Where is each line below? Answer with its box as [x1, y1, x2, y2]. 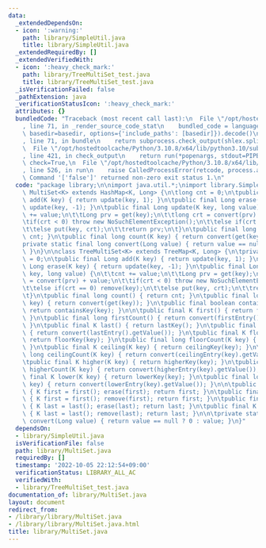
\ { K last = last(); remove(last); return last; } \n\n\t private [22, 410, 243, 418]
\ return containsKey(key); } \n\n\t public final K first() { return [22, 306, 253, 314]
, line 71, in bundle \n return [22, 136, 136, 145]
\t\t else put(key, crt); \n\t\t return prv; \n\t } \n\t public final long [22, 225, 257, 234]
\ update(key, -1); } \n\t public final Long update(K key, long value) [22, 203, 260, 211]
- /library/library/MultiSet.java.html [8, 520, 140, 528]
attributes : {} [15, 108, 66, 116]
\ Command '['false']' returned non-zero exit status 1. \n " [22, 174, 225, 182]
